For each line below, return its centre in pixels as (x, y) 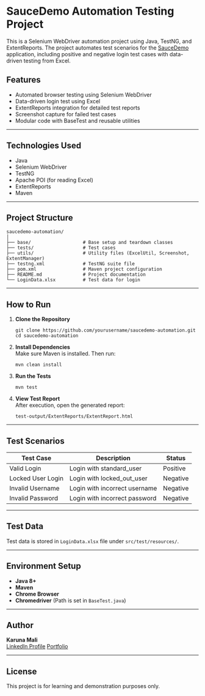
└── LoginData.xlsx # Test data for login (73, 280)
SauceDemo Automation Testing (90, 11)
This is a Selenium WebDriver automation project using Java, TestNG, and (99, 41)
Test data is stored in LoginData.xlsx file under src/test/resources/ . (92, 541)
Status (176, 458)
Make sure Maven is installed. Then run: (65, 354)
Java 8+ (26, 581)
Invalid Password (34, 498)
